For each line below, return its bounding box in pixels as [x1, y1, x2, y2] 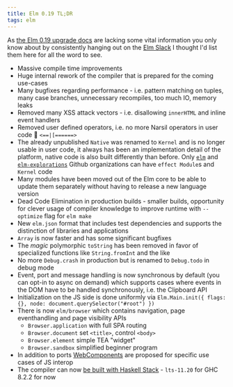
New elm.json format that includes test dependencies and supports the [17, 219, 223, 227]
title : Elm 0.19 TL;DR [7, 10, 73, 17]
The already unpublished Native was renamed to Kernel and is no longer [17, 138, 225, 146]
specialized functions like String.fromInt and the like [17, 248, 170, 257]
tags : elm [7, 17, 36, 24]
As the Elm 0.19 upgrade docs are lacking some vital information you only [7, 35, 217, 44]
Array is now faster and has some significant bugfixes [17, 233, 172, 242]
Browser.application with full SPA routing [27, 321, 147, 329]
